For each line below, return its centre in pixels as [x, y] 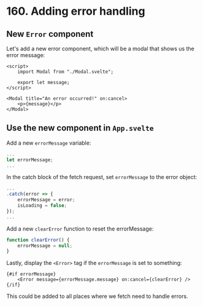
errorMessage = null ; [45, 246]
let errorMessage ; [30, 160]
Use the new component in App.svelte [80, 128]
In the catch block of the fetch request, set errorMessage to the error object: [102, 177]
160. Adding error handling [76, 11]
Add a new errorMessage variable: [49, 143]
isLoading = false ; [42, 206]
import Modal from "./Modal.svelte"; [66, 72]
